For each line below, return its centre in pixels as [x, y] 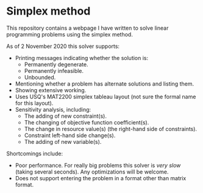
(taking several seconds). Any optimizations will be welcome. [92, 172]
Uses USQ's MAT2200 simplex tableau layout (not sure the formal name [105, 96]
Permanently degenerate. [56, 64]
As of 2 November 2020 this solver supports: [63, 46]
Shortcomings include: [34, 154]
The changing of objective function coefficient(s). [87, 122]
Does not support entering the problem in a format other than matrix [101, 178]
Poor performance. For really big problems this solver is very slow [98, 165]
